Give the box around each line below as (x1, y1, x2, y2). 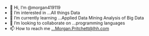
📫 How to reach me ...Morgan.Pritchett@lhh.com (9, 26, 109, 31)
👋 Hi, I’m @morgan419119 (9, 5, 61, 10)
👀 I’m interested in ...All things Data (9, 10, 81, 16)
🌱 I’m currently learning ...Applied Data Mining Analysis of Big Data (9, 15, 144, 20)
